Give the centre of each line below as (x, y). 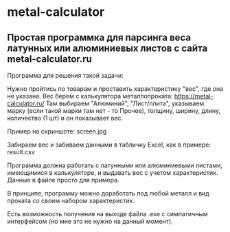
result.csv (21, 152)
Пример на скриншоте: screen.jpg (57, 131)
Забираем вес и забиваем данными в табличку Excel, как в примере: (109, 145)
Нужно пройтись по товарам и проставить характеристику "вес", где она (115, 89)
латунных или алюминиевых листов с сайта (107, 48)
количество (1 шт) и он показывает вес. (65, 118)
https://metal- (194, 96)
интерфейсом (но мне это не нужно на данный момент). (90, 221)
